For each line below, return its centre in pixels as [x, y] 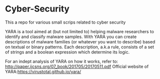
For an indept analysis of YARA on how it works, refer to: [62, 61]
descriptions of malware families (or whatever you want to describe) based [80, 41]
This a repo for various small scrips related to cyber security [65, 22]
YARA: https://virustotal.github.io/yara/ [43, 71]
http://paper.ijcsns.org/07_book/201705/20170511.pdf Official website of [77, 66]
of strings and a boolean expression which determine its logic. [67, 52]
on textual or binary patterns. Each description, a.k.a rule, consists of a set [80, 47]
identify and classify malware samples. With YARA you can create [71, 37]
